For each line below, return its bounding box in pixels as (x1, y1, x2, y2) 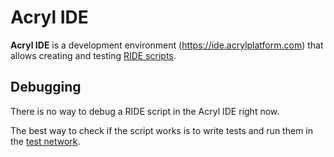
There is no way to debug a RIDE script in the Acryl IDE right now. (10, 105, 280, 117)
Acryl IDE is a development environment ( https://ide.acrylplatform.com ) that (10, 39, 324, 51)
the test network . (10, 135, 81, 147)
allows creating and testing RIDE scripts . (10, 49, 177, 61)
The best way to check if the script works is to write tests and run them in (10, 124, 313, 136)
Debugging (10, 79, 82, 96)
